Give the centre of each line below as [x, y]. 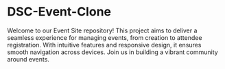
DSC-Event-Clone [59, 12]
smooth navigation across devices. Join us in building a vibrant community [113, 52]
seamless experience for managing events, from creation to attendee [105, 37]
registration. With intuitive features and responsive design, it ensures [104, 45]
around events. [28, 59]
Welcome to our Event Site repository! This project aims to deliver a [102, 30]
